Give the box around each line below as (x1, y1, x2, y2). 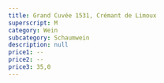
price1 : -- (8, 48, 44, 56)
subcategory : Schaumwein (8, 33, 90, 42)
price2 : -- (8, 56, 44, 64)
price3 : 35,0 (8, 63, 51, 71)
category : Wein (8, 26, 58, 34)
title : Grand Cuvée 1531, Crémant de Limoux (8, 11, 157, 20)
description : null (8, 41, 69, 49)
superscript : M (8, 19, 58, 27)
